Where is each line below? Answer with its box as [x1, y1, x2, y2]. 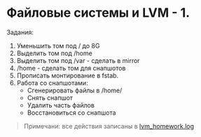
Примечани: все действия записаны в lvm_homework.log [23, 122, 194, 130]
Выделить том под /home [16, 49, 92, 57]
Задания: [6, 28, 34, 36]
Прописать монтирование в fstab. [16, 71, 119, 80]
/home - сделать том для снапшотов [16, 64, 126, 72]
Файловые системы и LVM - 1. [6, 5, 190, 21]
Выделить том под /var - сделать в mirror [16, 56, 141, 64]
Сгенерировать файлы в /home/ [27, 86, 123, 94]
